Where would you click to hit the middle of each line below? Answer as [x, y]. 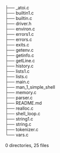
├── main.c [17, 82]
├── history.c [19, 66]
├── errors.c [19, 39]
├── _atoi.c [17, 8]
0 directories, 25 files [27, 145]
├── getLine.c [20, 61]
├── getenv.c [19, 50]
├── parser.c [19, 98]
